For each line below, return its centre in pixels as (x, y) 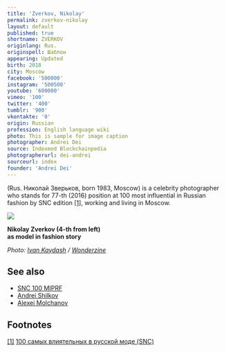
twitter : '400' (29, 104)
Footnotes (29, 325)
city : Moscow (26, 71)
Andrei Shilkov (38, 296)
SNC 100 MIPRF (40, 288)
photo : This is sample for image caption (68, 136)
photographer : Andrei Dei (44, 143)
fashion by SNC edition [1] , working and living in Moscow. (89, 202)
